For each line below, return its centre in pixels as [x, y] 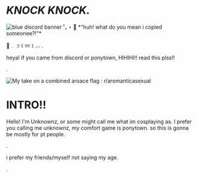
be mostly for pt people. [36, 134]
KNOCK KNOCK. [48, 10]
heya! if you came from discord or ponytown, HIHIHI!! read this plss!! [91, 57]
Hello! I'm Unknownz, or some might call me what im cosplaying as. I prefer [99, 121]
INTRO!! [26, 105]
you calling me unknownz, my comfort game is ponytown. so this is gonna [98, 128]
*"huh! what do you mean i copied [120, 27]
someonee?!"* [24, 33]
